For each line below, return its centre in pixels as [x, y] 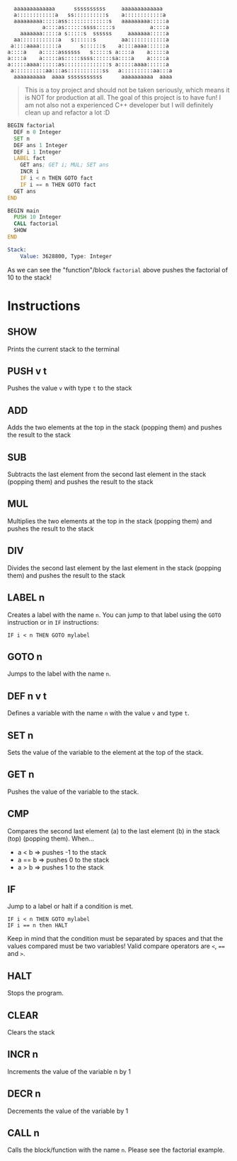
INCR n [23, 1055]
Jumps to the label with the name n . [59, 674]
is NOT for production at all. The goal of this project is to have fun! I [123, 97]
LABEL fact [30, 158]
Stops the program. [35, 993]
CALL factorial [36, 224]
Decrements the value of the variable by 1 [68, 1111]
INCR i [30, 172]
